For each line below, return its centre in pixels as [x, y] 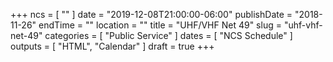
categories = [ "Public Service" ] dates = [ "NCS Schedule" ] [168, 35]
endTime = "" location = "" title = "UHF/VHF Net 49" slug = [160, 25]
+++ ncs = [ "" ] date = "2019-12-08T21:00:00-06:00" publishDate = [151, 14]
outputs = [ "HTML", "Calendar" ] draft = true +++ [112, 46]
